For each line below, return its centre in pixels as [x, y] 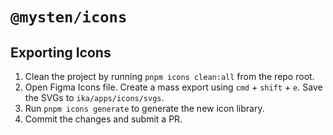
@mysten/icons [69, 17]
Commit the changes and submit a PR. [103, 119]
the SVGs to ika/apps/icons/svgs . [94, 97]
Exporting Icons [61, 52]
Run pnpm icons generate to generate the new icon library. [144, 108]
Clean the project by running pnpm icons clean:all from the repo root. [169, 76]
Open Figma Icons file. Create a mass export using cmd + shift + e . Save [173, 87]
